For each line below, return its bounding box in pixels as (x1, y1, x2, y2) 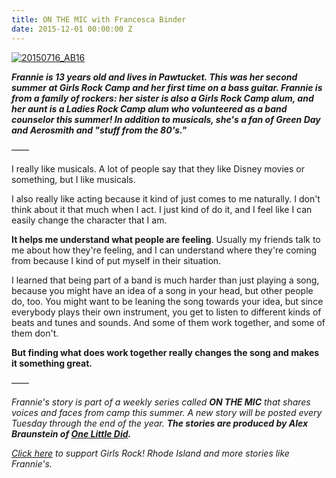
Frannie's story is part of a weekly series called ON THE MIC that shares (11, 396, 311, 408)
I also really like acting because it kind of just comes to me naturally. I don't (11, 192, 321, 205)
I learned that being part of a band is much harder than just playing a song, (11, 274, 320, 286)
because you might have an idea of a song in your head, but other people (11, 284, 314, 296)
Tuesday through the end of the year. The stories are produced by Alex (11, 417, 309, 429)
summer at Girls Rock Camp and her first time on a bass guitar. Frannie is (11, 81, 323, 93)
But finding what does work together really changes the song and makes (11, 346, 320, 358)
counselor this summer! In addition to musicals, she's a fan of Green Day (11, 113, 321, 125)
